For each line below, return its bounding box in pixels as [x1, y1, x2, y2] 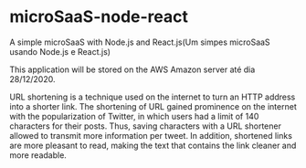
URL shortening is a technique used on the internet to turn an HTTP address [9, 91, 296, 102]
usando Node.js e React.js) [9, 46, 111, 57]
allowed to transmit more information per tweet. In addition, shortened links [9, 130, 292, 141]
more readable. [9, 149, 67, 161]
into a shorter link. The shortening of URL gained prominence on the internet [9, 100, 297, 111]
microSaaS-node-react [9, 6, 189, 27]
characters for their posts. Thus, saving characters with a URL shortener [9, 121, 281, 131]
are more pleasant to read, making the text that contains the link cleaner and [9, 140, 297, 151]
